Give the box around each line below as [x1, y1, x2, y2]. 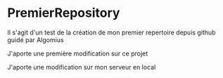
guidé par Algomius [7, 35, 65, 44]
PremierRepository [7, 5, 120, 21]
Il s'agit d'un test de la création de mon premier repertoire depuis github [7, 28, 216, 37]
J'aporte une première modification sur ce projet [7, 49, 148, 58]
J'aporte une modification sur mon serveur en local [7, 63, 156, 71]
